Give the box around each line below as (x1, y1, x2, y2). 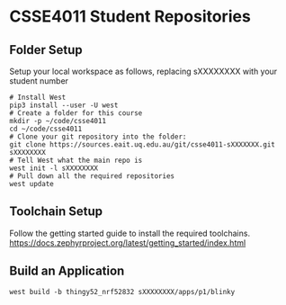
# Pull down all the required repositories (9, 172, 175, 181)
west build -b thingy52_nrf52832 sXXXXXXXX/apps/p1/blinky (9, 287, 236, 296)
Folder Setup (9, 42, 83, 58)
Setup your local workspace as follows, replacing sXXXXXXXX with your (9, 66, 278, 76)
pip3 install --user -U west (9, 101, 119, 110)
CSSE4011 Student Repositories (9, 6, 252, 27)
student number (9, 76, 69, 86)
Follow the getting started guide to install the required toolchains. (9, 228, 250, 238)
